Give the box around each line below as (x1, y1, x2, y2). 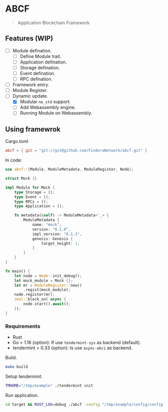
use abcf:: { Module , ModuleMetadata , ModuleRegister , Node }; (5, 167, 134, 172)
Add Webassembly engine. (20, 104, 76, 111)
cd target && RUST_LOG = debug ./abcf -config (5, 402, 100, 407)
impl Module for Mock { (5, 185, 55, 190)
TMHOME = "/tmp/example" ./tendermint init (5, 383, 94, 388)
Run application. (5, 392, 39, 398)
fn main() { (5, 269, 30, 274)
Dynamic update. (12, 93, 48, 99)
